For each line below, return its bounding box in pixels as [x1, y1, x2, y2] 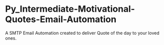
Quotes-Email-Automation [5, 14, 117, 25]
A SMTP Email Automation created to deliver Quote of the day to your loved [5, 30, 160, 36]
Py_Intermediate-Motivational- [5, 3, 135, 15]
